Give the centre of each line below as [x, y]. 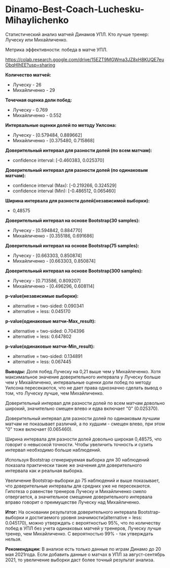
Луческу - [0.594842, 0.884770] [47, 230]
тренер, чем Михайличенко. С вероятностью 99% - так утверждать [79, 533]
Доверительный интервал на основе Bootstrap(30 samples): [73, 220]
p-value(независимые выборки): [42, 296]
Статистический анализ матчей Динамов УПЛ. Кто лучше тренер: [77, 34]
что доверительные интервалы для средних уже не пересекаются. [78, 486]
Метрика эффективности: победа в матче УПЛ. [56, 49]
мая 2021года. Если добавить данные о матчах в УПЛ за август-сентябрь [85, 554]
